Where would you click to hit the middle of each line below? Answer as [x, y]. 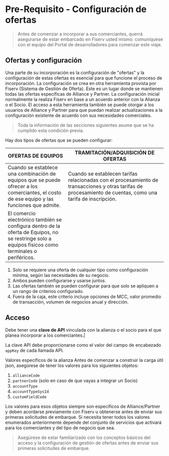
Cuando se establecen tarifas [103, 174]
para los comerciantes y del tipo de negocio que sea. [60, 428]
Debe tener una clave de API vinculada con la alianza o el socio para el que [83, 330]
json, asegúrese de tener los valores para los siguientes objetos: [72, 365]
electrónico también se [35, 219]
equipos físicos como [33, 245]
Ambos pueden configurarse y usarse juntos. [59, 280]
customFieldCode [29, 397]
